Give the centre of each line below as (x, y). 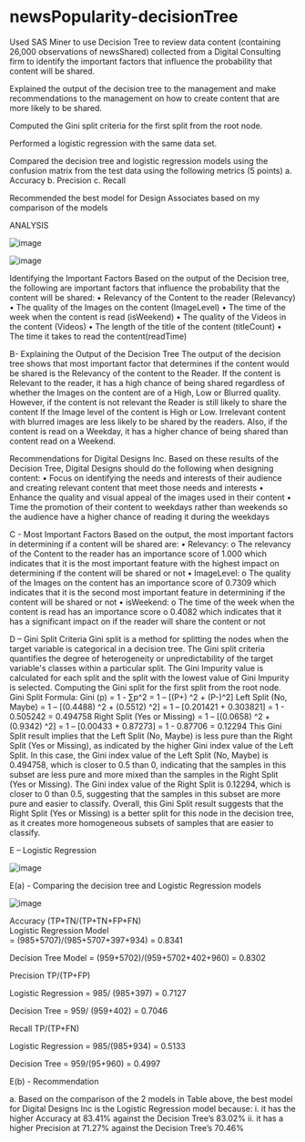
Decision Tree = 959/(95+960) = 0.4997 (85, 1064)
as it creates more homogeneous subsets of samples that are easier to (142, 822)
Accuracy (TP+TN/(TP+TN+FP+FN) (76, 921)
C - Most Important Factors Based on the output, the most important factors (152, 534)
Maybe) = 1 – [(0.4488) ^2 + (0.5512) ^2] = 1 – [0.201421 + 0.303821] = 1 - (147, 707)
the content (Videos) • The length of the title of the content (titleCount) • (146, 326)
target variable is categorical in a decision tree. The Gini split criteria (137, 648)
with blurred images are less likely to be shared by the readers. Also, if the (149, 422)
